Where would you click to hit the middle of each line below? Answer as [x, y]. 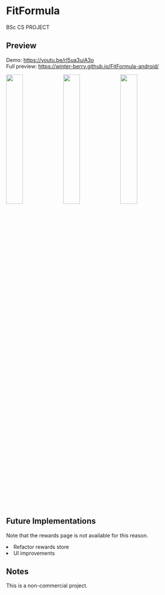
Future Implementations [51, 521]
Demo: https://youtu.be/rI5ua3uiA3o [50, 60]
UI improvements [34, 553]
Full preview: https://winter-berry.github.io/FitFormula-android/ [82, 66]
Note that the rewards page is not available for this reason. [77, 535]
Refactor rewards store [42, 547]
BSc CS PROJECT [28, 27]
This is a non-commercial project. [47, 586]
